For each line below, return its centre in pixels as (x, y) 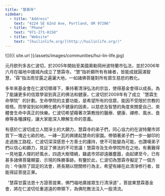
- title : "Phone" (27, 28)
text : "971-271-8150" (36, 32)
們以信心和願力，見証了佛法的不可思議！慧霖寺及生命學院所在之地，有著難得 (82, 147)
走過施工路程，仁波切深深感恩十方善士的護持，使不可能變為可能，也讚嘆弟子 (82, 141)
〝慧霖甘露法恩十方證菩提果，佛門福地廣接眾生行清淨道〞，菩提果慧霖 (75, 182)
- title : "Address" (29, 19)
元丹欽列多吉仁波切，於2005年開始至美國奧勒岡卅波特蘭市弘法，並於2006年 (82, 65)
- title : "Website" (29, 37)
